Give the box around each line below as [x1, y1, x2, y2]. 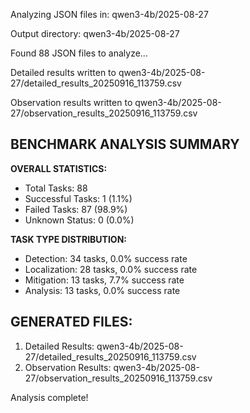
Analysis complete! [10, 391, 89, 403]
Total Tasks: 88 [24, 182, 88, 194]
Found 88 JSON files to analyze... [10, 47, 148, 59]
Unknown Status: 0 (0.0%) [24, 214, 135, 226]
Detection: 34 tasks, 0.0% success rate [24, 252, 188, 264]
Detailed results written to [10, 67, 117, 78]
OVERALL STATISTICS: [10, 162, 108, 174]
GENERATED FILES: [10, 314, 133, 331]
